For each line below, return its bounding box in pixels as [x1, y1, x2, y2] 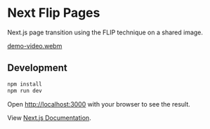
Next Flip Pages [7, 5, 100, 21]
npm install [7, 81, 42, 88]
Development [7, 62, 68, 74]
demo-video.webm [7, 41, 63, 50]
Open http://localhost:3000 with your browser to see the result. [7, 100, 191, 108]
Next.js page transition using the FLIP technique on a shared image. [7, 28, 204, 36]
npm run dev [7, 87, 42, 94]
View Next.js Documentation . [7, 114, 91, 122]
